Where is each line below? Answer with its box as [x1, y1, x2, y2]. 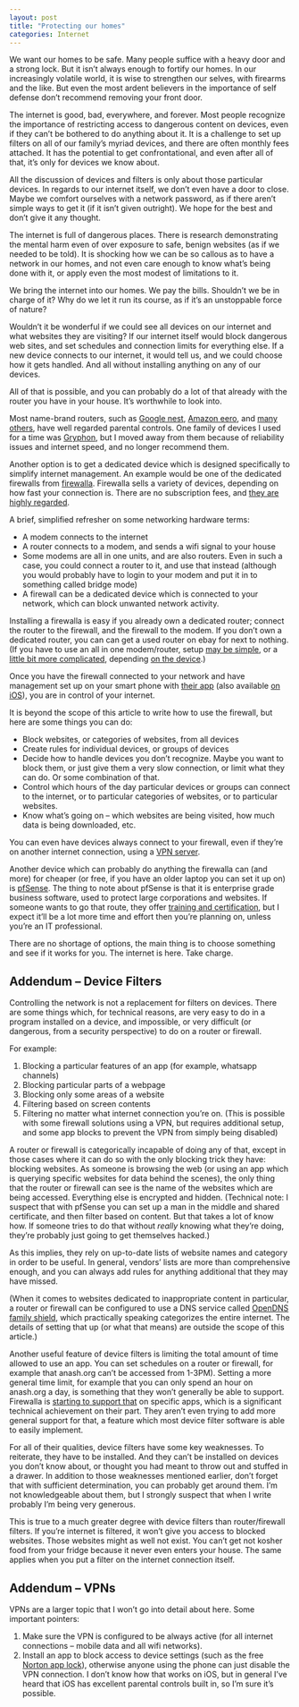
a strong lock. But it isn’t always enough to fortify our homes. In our [9, 64, 257, 74]
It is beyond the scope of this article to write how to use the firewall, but [9, 708, 273, 718]
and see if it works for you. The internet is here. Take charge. [9, 947, 234, 958]
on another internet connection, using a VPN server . [9, 846, 201, 857]
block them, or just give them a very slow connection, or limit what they [21, 762, 286, 774]
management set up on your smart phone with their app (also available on [9, 681, 281, 692]
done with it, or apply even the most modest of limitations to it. [9, 268, 239, 278]
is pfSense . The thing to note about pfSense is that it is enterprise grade [9, 883, 275, 894]
